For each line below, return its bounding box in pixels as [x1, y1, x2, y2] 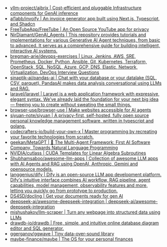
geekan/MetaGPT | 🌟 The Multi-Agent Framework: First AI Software [10, 139, 150, 145]
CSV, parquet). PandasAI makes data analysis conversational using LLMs [10, 80, 162, 86]
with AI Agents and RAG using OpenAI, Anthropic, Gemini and [10, 161, 138, 167]
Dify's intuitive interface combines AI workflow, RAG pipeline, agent [10, 177, 150, 183]
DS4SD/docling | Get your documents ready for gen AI [10, 193, 124, 199]
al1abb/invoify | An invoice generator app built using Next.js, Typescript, [10, 16, 160, 21]
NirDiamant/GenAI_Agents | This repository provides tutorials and [10, 32, 146, 37]
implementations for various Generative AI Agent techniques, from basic [10, 37, 160, 43]
